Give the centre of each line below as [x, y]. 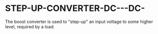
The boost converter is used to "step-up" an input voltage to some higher [79, 22]
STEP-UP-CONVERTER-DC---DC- [75, 8]
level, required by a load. [30, 26]
